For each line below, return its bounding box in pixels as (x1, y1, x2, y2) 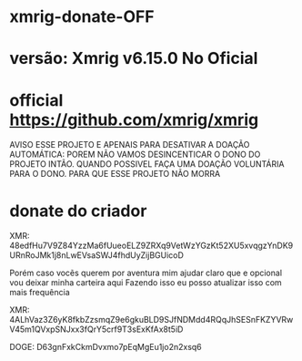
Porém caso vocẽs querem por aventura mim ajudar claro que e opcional (9, 267, 283, 279)
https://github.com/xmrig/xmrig (9, 109, 259, 129)
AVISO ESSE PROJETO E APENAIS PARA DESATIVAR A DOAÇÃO (9, 139, 250, 150)
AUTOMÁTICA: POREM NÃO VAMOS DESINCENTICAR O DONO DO (9, 149, 261, 160)
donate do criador (9, 201, 147, 221)
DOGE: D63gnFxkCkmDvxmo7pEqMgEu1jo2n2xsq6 (9, 342, 202, 353)
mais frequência (9, 287, 70, 298)
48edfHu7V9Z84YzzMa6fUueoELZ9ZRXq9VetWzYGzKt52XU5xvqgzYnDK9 (9, 240, 294, 252)
